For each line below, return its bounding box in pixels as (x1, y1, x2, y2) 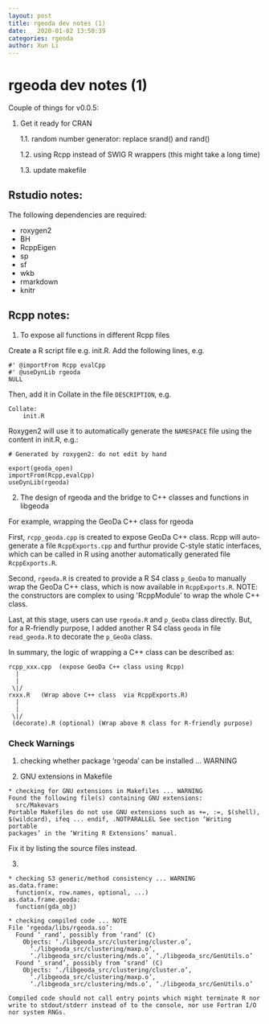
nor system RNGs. (8, 1008, 67, 1016)
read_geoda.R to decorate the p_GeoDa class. (8, 631, 153, 641)
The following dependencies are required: (8, 210, 147, 220)
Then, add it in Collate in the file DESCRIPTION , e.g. (8, 389, 172, 399)
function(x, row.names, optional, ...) (15, 888, 149, 897)
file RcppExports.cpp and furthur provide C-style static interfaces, (45, 541, 262, 550)
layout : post (8, 11, 52, 20)
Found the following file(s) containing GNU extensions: (8, 794, 203, 802)
